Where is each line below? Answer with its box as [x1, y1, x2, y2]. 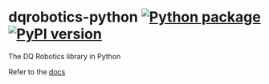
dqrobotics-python [8, 8, 138, 26]
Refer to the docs [8, 66, 66, 76]
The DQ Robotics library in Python [8, 51, 121, 61]
